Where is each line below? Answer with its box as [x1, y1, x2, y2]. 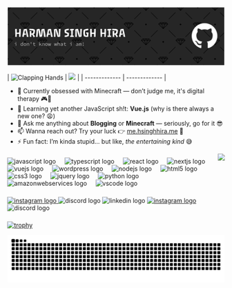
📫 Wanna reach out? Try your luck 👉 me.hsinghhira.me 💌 [17, 127, 184, 135]
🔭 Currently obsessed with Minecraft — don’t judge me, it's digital [17, 87, 205, 95]
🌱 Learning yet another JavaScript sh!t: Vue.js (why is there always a [17, 104, 214, 113]
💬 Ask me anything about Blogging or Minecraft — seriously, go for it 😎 [17, 119, 223, 128]
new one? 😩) [17, 112, 55, 120]
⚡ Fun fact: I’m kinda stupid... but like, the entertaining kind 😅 [17, 137, 193, 146]
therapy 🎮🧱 [17, 95, 52, 103]
